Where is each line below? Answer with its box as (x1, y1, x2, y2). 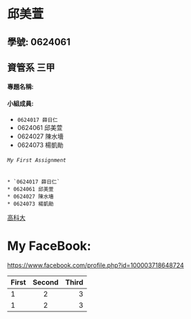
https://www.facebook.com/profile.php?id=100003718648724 (7, 261, 185, 269)
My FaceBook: (7, 238, 91, 254)
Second (33, 277, 59, 287)
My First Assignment (7, 157, 67, 164)
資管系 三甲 (7, 62, 55, 73)
